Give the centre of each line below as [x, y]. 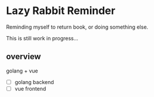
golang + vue [22, 71]
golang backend [34, 82]
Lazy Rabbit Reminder [61, 11]
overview [24, 57]
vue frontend [30, 88]
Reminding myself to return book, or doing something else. [77, 27]
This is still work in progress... [42, 38]
